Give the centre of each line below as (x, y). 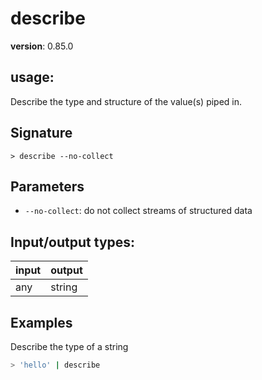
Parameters (47, 186)
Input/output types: (73, 242)
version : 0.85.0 (42, 46)
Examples (41, 322)
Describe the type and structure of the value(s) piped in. (126, 101)
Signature (41, 133)
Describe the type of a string (69, 346)
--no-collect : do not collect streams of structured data (138, 211)
